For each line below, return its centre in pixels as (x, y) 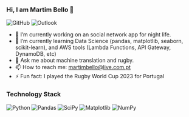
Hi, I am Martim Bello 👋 (40, 10)
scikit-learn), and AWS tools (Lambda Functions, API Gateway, (93, 47)
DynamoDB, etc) (36, 54)
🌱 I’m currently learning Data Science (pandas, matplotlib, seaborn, (99, 41)
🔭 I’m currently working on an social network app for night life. (93, 35)
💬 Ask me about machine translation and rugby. (74, 61)
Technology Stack (34, 95)
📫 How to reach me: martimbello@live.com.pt (73, 67)
